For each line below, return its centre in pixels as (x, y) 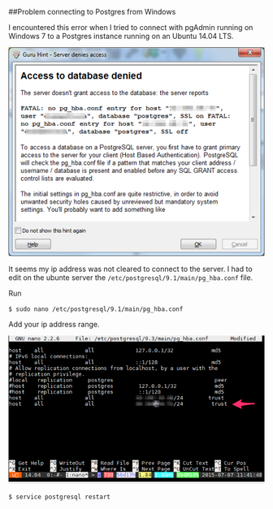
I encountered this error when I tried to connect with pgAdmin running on (131, 27)
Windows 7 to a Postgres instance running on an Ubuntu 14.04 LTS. (121, 36)
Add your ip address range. (54, 325)
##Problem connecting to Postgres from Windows (92, 12)
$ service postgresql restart (60, 497)
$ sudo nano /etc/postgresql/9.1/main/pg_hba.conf (96, 309)
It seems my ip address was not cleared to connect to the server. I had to (131, 269)
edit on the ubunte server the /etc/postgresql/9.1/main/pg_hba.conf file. (131, 278)
